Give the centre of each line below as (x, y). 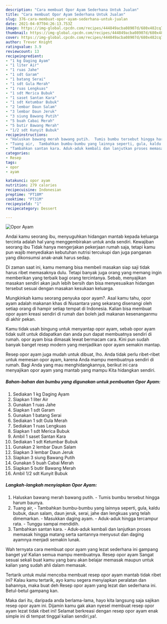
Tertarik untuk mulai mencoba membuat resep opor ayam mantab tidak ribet (83, 575)
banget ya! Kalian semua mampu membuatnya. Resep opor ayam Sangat (80, 555)
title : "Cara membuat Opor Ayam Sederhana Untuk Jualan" (66, 14)
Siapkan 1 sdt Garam (34, 410)
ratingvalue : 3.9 (24, 47)
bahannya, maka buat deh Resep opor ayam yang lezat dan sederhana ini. (81, 586)
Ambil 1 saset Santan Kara (39, 436)
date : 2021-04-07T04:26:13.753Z (39, 24)
